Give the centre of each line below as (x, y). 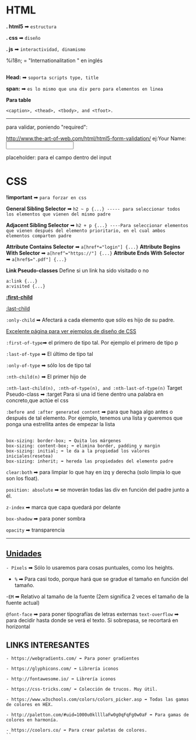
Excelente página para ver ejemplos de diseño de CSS (71, 331)
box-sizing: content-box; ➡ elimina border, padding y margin (83, 446)
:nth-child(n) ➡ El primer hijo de (46, 377)
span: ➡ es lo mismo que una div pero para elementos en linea (85, 89)
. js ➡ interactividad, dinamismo (46, 49)
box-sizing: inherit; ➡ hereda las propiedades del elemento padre (90, 461)
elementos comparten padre (39, 236)
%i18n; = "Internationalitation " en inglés (55, 60)
